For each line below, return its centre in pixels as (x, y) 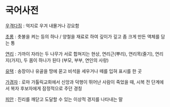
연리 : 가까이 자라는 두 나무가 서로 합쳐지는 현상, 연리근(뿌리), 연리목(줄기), (80, 54)
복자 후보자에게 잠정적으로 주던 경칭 (46, 88)
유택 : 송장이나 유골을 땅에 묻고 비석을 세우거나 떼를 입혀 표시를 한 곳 (74, 71)
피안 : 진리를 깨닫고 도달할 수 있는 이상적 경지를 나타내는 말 (64, 99)
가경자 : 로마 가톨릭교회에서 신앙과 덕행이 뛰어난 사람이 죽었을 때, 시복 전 (78, 82)
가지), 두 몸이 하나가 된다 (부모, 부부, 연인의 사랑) (60, 60)
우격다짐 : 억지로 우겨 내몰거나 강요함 (42, 26)
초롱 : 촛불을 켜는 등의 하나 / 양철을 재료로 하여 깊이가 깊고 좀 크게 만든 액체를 (83, 36)
